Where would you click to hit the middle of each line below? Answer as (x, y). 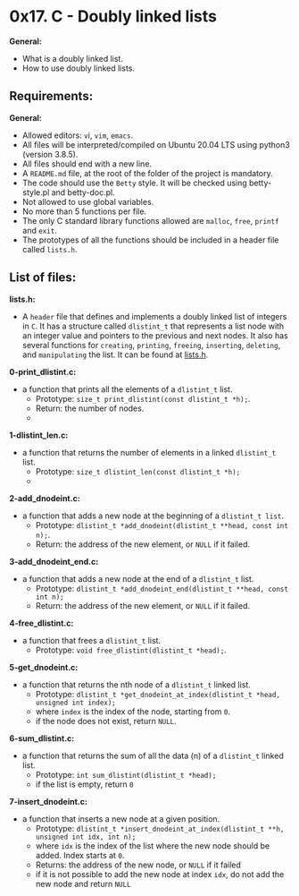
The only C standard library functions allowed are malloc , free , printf (150, 220)
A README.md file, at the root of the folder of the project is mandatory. (148, 173)
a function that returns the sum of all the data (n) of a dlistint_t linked (153, 755)
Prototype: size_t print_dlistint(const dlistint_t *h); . (143, 398)
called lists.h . (50, 249)
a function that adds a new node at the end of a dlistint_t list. (138, 578)
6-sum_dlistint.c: (42, 738)
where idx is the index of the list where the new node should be (153, 845)
